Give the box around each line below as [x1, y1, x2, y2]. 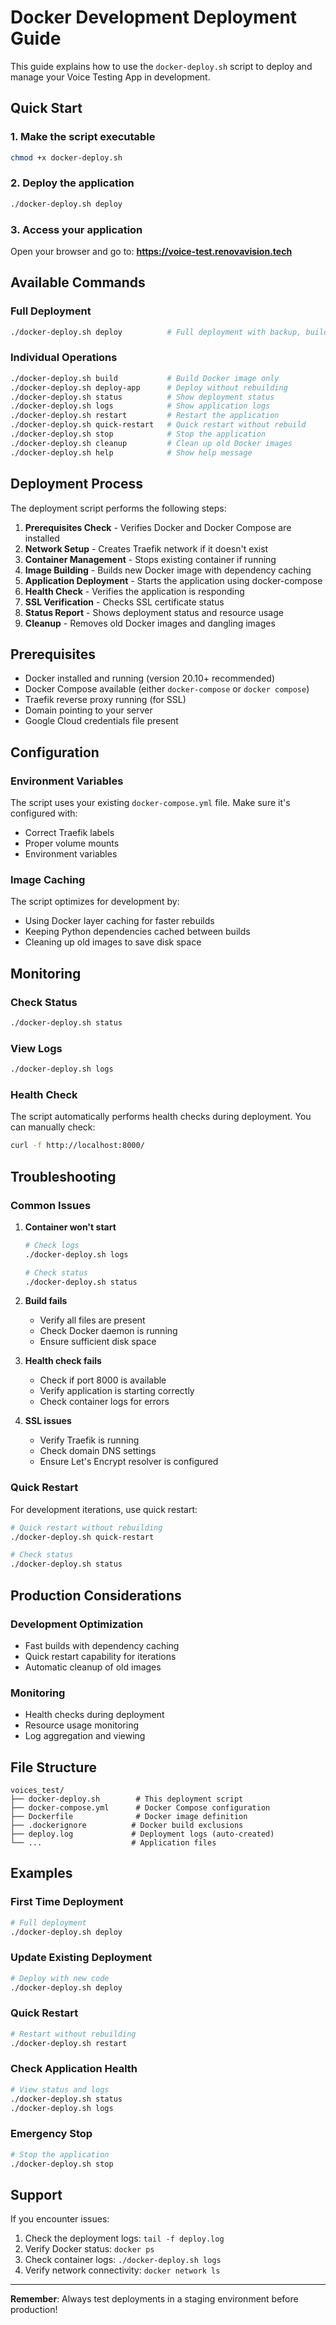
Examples [10, 1865, 73, 1882]
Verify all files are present [39, 1314, 146, 1326]
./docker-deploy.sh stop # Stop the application [10, 429, 267, 440]
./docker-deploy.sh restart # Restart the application [10, 411, 280, 421]
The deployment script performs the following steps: [10, 502, 227, 514]
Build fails [24, 1295, 68, 1307]
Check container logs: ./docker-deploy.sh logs [24, 2254, 222, 2266]
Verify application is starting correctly [39, 1385, 195, 1397]
